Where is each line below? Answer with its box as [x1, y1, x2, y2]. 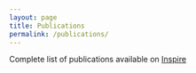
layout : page [9, 12, 58, 22]
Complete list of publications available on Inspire [9, 54, 187, 65]
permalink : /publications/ [9, 29, 109, 38]
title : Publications [9, 21, 86, 30]
